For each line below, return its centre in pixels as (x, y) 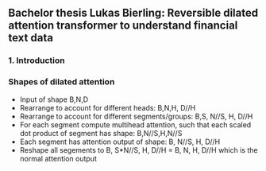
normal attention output (58, 158)
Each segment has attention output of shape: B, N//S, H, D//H (120, 142)
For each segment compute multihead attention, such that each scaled (135, 124)
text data (31, 38)
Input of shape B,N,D (54, 99)
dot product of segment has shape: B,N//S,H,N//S (101, 133)
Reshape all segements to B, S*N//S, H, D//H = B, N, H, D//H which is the (139, 150)
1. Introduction (37, 60)
